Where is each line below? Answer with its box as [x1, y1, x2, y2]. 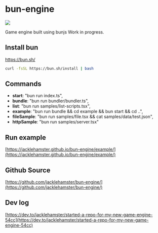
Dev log [5, 198, 29, 207]
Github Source [5, 166, 51, 174]
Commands [5, 80, 42, 88]
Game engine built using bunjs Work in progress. [5, 29, 105, 35]
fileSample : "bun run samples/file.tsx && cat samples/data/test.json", [12, 114, 154, 119]
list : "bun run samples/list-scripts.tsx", [12, 103, 91, 109]
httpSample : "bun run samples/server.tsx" [12, 119, 99, 125]
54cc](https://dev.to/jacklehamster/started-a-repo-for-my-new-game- [5, 217, 149, 223]
